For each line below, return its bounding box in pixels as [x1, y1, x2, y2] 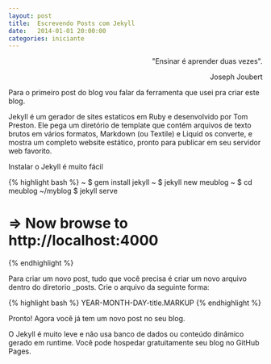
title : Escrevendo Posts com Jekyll [8, 19, 135, 27]
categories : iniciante [8, 34, 85, 43]
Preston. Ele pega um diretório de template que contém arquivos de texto [8, 120, 252, 130]
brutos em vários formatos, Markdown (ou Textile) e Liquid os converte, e [8, 129, 252, 139]
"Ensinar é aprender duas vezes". [152, 56, 263, 66]
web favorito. [8, 146, 52, 156]
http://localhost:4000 [8, 232, 159, 250]
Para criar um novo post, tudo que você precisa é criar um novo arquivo [8, 274, 248, 283]
